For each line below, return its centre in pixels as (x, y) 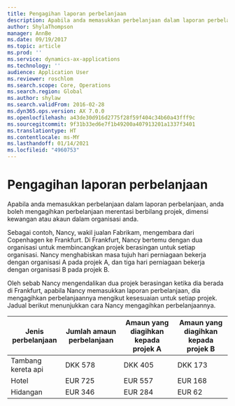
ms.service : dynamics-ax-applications (64, 59)
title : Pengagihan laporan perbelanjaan (67, 14)
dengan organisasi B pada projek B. (58, 269)
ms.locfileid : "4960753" (43, 150)
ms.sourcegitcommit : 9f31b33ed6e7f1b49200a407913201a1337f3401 (101, 124)
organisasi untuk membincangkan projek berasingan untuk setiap (101, 247)
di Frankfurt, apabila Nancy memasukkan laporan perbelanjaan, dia (104, 290)
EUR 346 (80, 392)
